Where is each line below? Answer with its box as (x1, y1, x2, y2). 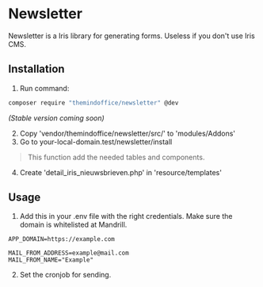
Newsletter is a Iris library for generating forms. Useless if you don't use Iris (8, 31, 255, 40)
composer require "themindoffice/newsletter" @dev (8, 98, 179, 107)
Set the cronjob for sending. (19, 270, 112, 280)
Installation (8, 63, 65, 76)
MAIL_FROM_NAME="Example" (8, 256, 93, 264)
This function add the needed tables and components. (27, 152, 205, 162)
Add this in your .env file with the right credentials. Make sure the (19, 212, 233, 221)
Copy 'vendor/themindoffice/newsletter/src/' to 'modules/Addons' (19, 128, 236, 138)
